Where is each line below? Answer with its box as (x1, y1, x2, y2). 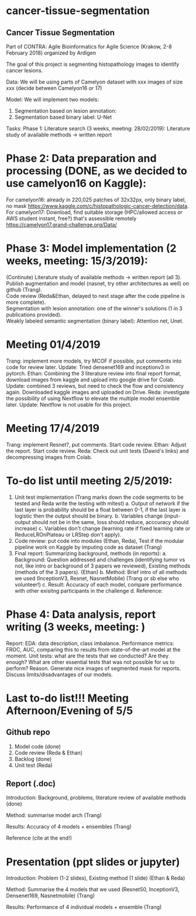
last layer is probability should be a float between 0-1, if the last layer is (14, 506, 186, 513)
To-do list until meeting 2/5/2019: (6, 474, 173, 487)
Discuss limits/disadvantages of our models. (6, 671, 113, 678)
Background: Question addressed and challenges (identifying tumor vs (14, 556, 185, 563)
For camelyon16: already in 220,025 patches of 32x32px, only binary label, (6, 196, 186, 203)
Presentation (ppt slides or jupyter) (6, 855, 180, 868)
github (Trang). (6, 286, 43, 293)
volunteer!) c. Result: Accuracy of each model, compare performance (14, 581, 183, 588)
